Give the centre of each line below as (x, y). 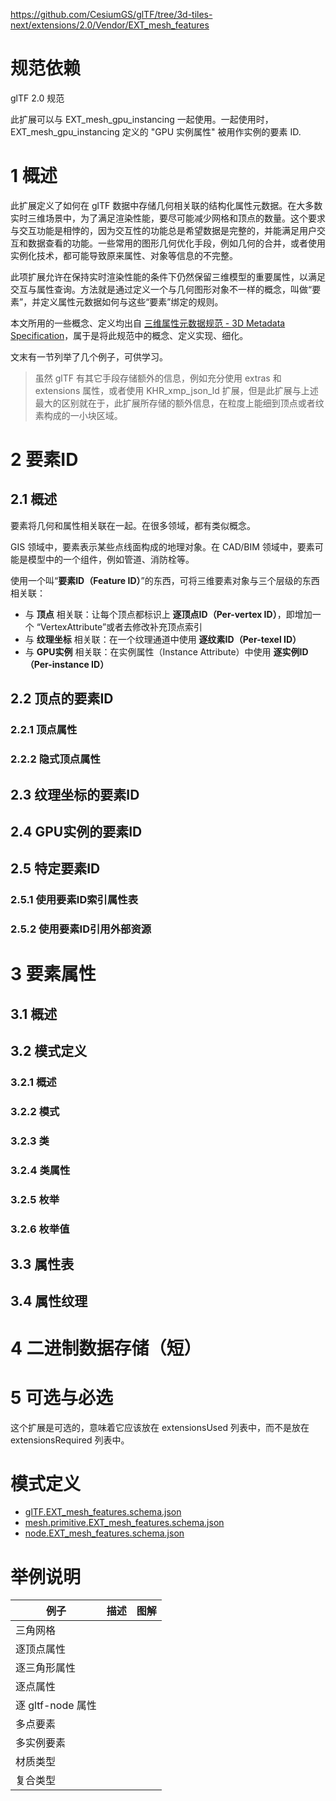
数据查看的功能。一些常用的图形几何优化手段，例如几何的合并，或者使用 (176, 243)
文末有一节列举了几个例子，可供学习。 (89, 356)
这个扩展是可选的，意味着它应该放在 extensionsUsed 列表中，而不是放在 (160, 1427)
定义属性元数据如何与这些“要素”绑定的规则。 (132, 301)
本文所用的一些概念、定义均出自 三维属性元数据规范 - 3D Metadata (148, 323)
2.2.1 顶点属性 (44, 730)
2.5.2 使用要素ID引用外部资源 (81, 929)
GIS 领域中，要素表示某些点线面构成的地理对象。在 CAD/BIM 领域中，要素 (162, 546)
